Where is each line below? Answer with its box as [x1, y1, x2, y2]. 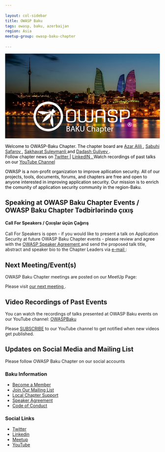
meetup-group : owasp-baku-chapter [5, 34, 76, 39]
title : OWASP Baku [5, 18, 43, 23]
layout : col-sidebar [5, 13, 48, 18]
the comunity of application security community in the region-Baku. [5, 184, 142, 190]
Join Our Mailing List [12, 387, 54, 393]
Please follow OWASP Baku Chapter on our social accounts [5, 358, 125, 364]
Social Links [5, 415, 35, 422]
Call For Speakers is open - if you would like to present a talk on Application [5, 231, 159, 237]
